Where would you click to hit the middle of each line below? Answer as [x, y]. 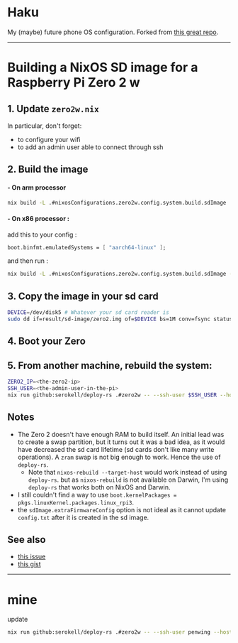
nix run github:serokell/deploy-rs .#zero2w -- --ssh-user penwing [109, 632]
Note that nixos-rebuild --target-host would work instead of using [127, 472]
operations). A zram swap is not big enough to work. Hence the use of [119, 457]
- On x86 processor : [38, 218]
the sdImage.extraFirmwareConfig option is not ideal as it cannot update [122, 509]
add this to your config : [42, 234]
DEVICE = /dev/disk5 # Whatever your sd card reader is [89, 313]
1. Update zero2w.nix [53, 108]
